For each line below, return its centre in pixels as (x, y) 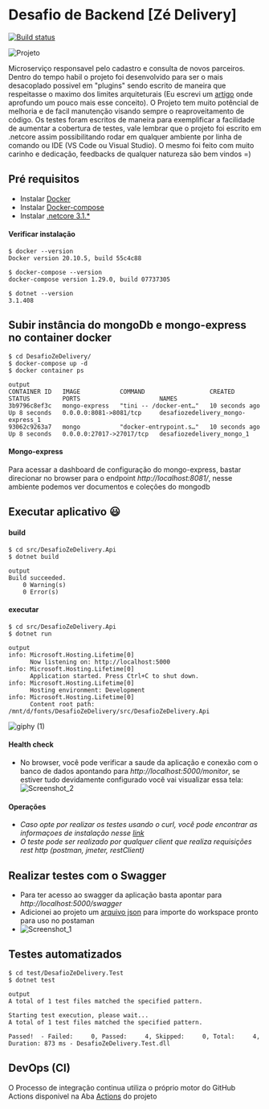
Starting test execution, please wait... (79, 1015)
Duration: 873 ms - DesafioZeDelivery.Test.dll (90, 1043)
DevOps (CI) (39, 1068)
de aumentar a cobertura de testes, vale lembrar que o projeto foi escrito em (135, 128)
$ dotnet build (34, 557)
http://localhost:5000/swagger (71, 903)
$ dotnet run (30, 634)
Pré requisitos (44, 179)
